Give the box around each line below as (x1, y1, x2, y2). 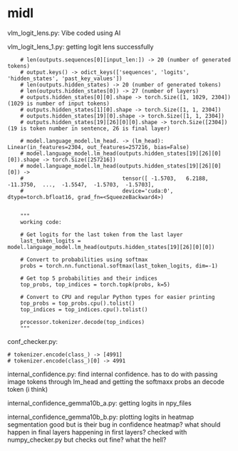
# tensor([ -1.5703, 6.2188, (20, 175, 209, 182)
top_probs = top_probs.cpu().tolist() (20, 300, 135, 307)
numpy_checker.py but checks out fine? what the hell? (7, 435, 167, 444)
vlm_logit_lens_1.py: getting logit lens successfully (7, 42, 154, 51)
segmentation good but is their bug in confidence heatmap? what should (7, 420, 221, 429)
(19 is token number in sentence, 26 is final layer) (7, 125, 171, 132)
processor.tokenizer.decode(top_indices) (20, 318, 145, 325)
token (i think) (7, 385, 48, 393)
